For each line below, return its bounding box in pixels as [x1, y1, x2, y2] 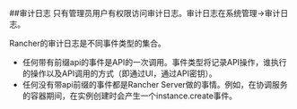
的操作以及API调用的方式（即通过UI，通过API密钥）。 [22, 68, 217, 79]
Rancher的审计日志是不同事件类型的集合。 [9, 38, 166, 48]
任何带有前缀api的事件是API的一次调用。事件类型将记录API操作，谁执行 [22, 57, 287, 67]
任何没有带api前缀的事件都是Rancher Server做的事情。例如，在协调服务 [22, 80, 289, 89]
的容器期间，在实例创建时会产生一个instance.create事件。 [22, 90, 238, 101]
